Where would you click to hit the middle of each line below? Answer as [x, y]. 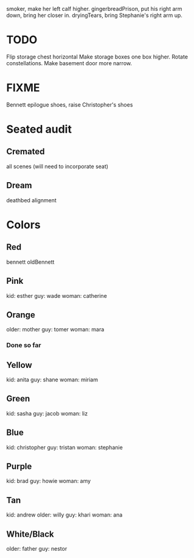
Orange [21, 315]
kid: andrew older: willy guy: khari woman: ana [64, 515]
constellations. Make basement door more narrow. [69, 63]
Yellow [19, 365]
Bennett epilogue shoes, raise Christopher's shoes [70, 104]
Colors [23, 224]
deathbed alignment [31, 200]
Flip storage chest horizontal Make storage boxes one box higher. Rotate [97, 57]
